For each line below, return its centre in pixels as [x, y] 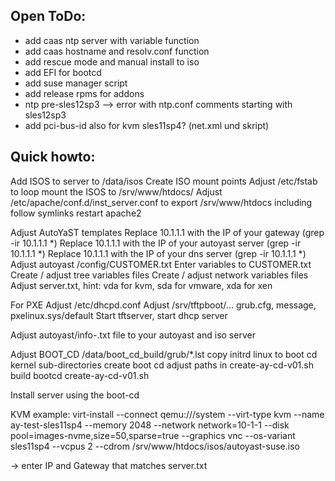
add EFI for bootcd [63, 72]
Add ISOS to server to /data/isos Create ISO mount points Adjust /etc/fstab [164, 181]
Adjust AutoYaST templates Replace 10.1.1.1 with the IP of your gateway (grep [167, 232]
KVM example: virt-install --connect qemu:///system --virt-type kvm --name [167, 414]
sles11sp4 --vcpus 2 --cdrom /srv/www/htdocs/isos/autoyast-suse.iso [155, 446]
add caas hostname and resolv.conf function [117, 51]
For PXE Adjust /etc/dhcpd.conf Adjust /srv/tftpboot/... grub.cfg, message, [163, 305]
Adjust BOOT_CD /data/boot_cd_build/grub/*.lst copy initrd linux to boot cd [164, 354]
